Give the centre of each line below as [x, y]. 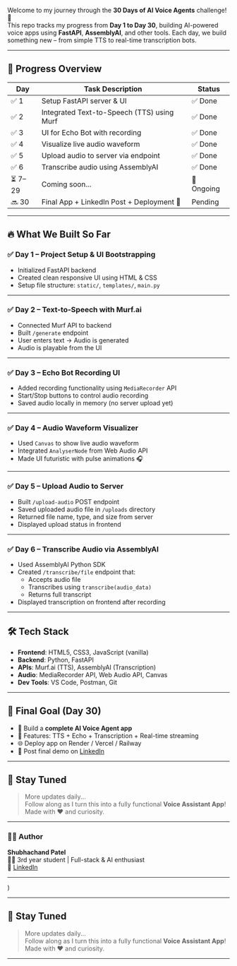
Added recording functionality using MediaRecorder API [97, 388]
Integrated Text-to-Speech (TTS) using [108, 112]
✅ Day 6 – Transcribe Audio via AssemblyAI [83, 549]
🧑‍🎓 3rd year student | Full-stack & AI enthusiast [76, 859]
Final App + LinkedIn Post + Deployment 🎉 [111, 202]
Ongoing [206, 189]
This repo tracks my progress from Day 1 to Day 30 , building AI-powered [113, 25]
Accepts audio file [54, 579]
